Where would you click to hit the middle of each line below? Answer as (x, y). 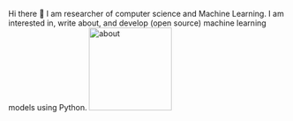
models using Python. (48, 107)
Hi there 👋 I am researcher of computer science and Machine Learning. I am (146, 14)
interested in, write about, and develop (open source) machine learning (137, 23)
